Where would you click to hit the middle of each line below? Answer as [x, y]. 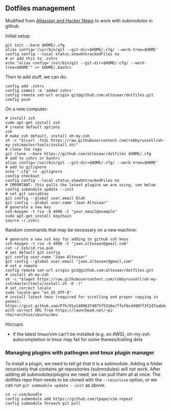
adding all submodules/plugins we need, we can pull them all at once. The [83, 374]
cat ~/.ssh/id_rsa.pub [29, 248]
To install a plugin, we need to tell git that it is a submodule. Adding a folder [84, 364]
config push [18, 99]
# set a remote [21, 266]
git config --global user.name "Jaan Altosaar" [57, 203]
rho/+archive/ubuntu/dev [32, 314]
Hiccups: [15, 324]
